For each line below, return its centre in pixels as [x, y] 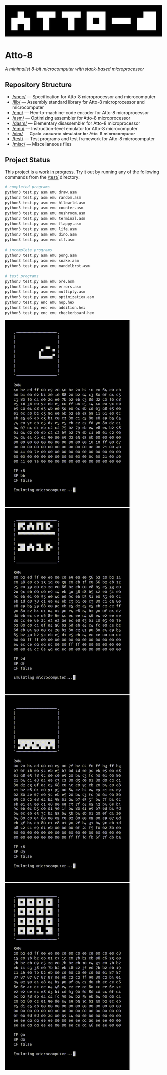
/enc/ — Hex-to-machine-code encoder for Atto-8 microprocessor [81, 113]
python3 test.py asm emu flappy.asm [43, 224]
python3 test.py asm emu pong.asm [41, 255]
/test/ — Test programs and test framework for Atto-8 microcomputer [83, 139]
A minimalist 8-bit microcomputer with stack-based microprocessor [75, 69]
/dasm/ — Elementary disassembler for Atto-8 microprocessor [76, 123]
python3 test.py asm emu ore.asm [40, 281]
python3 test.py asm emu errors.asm [43, 287]
